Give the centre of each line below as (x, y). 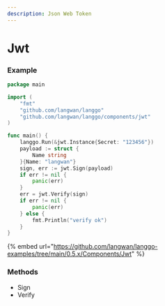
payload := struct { (49, 149)
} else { (32, 214)
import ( (20, 97)
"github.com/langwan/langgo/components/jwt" (85, 117)
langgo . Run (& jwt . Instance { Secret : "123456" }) (87, 143)
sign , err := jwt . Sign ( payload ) (66, 168)
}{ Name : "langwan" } (48, 161)
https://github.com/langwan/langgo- (105, 247)
